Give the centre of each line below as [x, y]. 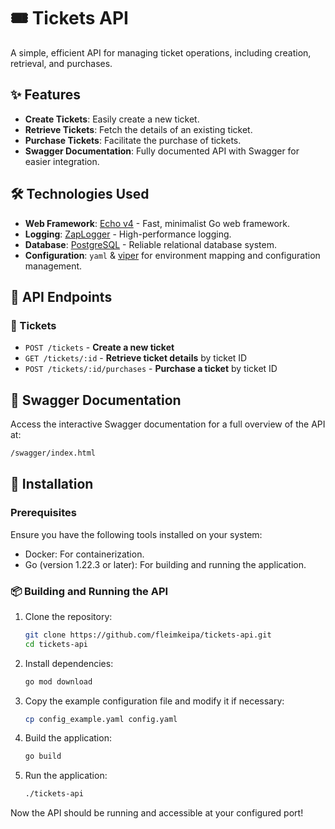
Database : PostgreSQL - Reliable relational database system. [150, 244]
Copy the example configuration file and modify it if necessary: [154, 701]
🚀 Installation [52, 484]
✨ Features [45, 95]
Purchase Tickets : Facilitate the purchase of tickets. [133, 140]
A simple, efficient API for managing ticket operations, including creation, [161, 52]
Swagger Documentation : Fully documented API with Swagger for [162, 151]
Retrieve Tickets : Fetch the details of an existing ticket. [138, 129]
